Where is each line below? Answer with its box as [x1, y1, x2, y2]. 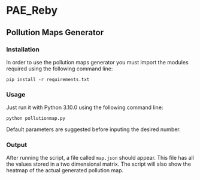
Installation [6, 45, 40, 54]
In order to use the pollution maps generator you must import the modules [6, 58, 189, 66]
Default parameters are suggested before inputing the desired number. [6, 126, 181, 133]
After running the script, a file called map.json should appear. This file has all [6, 154, 195, 162]
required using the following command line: [6, 65, 113, 72]
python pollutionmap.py [6, 116, 66, 122]
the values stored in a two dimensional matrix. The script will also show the [6, 160, 192, 167]
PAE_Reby [6, 4, 58, 17]
